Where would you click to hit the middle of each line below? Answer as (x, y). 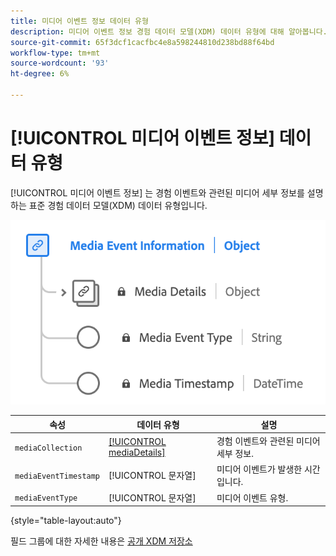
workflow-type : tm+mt (55, 53)
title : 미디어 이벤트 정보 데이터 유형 (79, 21)
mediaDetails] (137, 452)
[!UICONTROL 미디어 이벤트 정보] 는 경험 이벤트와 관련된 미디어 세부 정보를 (157, 192)
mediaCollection (48, 448)
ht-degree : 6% (40, 74)
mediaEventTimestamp (57, 476)
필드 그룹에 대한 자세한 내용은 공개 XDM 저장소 (101, 541)
